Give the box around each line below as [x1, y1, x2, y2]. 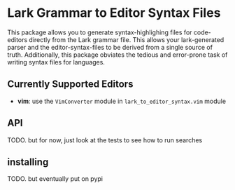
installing [7, 156, 49, 168]
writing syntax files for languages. [7, 57, 105, 66]
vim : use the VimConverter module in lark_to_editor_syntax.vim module [17, 97, 226, 105]
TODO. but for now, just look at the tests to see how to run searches [7, 135, 203, 144]
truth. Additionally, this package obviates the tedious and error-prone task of [7, 50, 228, 59]
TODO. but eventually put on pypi [7, 175, 104, 183]
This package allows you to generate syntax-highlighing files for [7, 28, 192, 36]
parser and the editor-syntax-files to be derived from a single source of [7, 43, 213, 51]
